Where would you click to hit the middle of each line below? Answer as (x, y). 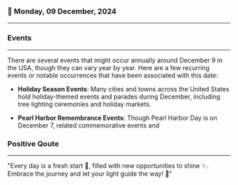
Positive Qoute (33, 143)
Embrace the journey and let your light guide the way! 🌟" (90, 174)
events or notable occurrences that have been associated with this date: (113, 75)
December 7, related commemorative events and (89, 125)
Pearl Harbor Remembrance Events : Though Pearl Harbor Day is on (117, 118)
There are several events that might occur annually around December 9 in (115, 60)
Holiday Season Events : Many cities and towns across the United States (123, 89)
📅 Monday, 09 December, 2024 (62, 11)
